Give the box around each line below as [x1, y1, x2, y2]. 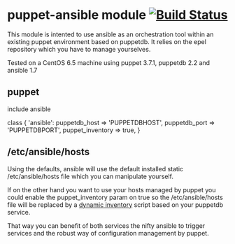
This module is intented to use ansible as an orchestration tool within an [7, 30, 214, 38]
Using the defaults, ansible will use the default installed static [7, 164, 184, 173]
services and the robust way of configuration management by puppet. [7, 229, 209, 237]
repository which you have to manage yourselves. [7, 45, 151, 53]
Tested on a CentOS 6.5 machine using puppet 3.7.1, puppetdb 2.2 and [7, 58, 211, 66]
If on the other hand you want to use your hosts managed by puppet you [7, 185, 216, 194]
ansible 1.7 [7, 66, 38, 74]
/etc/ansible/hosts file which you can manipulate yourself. [7, 172, 173, 180]
